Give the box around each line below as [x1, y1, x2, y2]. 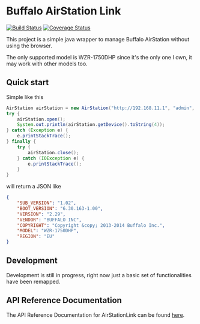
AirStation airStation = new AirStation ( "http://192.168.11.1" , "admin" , [6, 105, 195, 111]
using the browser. [6, 42, 53, 49]
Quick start [6, 77, 49, 88]
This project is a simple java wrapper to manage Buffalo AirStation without [6, 35, 190, 43]
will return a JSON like [6, 183, 61, 190]
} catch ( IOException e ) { [17, 155, 85, 161]
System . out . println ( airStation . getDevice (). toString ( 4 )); [17, 122, 165, 128]
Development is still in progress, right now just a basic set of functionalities [6, 271, 192, 278]
